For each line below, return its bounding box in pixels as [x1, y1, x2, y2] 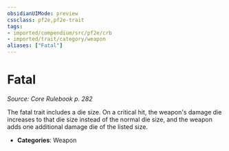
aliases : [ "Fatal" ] [7, 42, 63, 49]
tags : [7, 23, 23, 30]
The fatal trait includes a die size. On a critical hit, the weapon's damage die [7, 108, 222, 116]
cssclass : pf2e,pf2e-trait [7, 17, 85, 23]
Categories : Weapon [17, 136, 77, 144]
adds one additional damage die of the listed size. [7, 122, 148, 131]
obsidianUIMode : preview [7, 10, 78, 17]
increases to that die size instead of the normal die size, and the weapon [7, 115, 213, 123]
